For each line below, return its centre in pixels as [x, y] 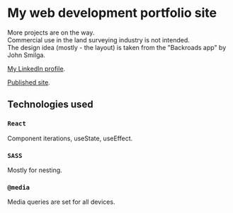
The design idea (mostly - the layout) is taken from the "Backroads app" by [117, 47]
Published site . [29, 82]
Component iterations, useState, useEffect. [70, 138]
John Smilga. [27, 55]
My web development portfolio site [112, 13]
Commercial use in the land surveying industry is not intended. [98, 39]
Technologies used [50, 105]
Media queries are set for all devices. [61, 202]
